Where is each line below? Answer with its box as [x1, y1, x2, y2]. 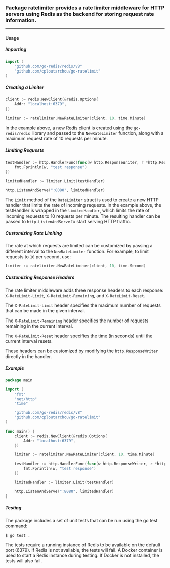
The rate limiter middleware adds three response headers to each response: [5, 287, 164, 293]
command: [5, 523, 28, 529]
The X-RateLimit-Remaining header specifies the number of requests [5, 317, 149, 324]
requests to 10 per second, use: [5, 254, 71, 260]
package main [5, 377, 33, 383]
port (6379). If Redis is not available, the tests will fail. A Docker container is [5, 547, 163, 553]
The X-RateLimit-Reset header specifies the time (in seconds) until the [5, 333, 153, 339]
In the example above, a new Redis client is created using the [5, 125, 133, 131]
